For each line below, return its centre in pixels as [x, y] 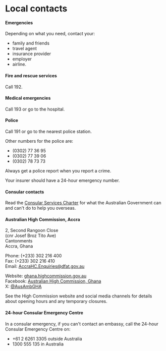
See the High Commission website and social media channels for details [79, 296]
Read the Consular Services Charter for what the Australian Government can [83, 203]
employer [22, 59]
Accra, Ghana [19, 246]
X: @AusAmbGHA [24, 287]
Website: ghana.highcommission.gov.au [46, 276]
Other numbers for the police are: [39, 141]
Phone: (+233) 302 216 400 [33, 256]
